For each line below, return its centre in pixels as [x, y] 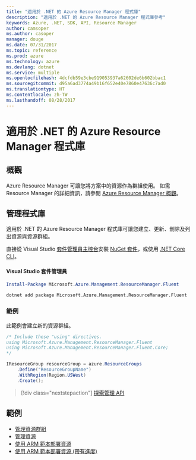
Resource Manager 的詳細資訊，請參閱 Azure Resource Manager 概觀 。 [94, 193]
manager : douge [25, 39]
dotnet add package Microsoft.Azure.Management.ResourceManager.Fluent [97, 295]
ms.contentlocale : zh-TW [37, 95]
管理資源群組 [30, 428]
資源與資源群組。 [32, 236]
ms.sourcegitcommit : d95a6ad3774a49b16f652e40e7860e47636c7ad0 [86, 84]
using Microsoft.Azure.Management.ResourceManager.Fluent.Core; [87, 348]
